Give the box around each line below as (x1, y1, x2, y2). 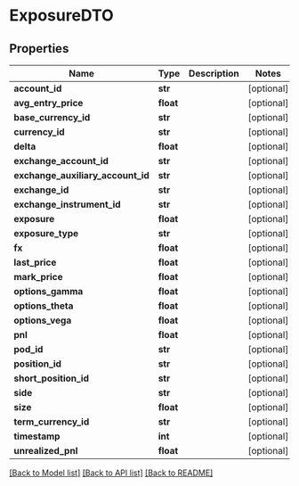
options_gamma (13, 285, 84, 297)
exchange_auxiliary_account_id (13, 169, 149, 181)
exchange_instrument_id (13, 198, 122, 210)
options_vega (13, 314, 72, 326)
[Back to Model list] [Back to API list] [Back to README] (9, 467, 214, 478)
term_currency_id (13, 416, 90, 428)
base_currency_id (13, 111, 91, 123)
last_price (13, 256, 57, 268)
